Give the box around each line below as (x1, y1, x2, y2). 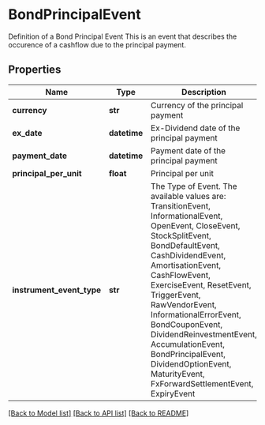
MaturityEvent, (151, 368, 205, 379)
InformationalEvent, (151, 210, 223, 221)
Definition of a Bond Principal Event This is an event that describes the (8, 32, 237, 41)
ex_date (12, 127, 43, 138)
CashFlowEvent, (151, 269, 211, 280)
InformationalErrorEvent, (151, 309, 242, 320)
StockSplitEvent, (151, 230, 211, 241)
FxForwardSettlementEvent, (151, 378, 254, 389)
